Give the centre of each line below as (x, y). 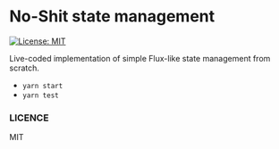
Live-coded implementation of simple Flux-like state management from (140, 58)
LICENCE (29, 118)
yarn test (41, 95)
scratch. (25, 68)
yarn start (42, 86)
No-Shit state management (112, 17)
